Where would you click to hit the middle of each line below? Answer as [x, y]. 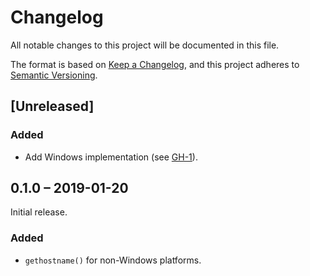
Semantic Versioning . [54, 75]
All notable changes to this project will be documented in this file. [145, 45]
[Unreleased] [52, 106]
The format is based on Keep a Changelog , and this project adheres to [155, 64]
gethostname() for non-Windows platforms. [113, 260]
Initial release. [39, 212]
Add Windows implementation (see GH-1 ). [111, 157]
